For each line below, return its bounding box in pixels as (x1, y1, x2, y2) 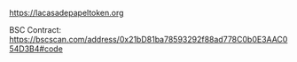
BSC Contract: (9, 25, 62, 35)
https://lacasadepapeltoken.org (9, 8, 124, 18)
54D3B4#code (9, 43, 64, 54)
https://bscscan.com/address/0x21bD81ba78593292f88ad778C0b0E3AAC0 (9, 35, 288, 44)
